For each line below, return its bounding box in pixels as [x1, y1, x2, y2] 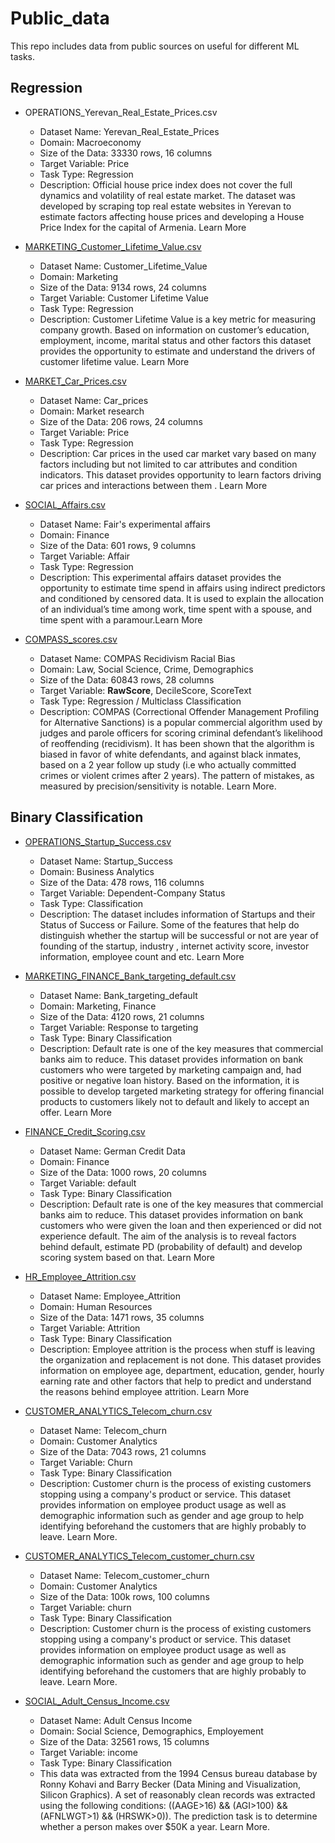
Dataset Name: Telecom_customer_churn [39, 1569, 210, 1581]
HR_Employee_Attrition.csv [24, 1270, 137, 1282]
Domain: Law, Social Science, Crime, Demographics [39, 663, 254, 675]
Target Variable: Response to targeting [39, 1021, 199, 1033]
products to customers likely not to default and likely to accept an [39, 1095, 310, 1107]
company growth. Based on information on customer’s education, [39, 323, 310, 336]
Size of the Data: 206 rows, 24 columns [39, 415, 203, 427]
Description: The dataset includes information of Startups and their [39, 908, 316, 920]
